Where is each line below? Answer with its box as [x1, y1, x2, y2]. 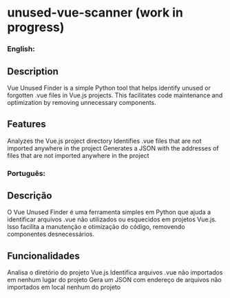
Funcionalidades [7, 250, 81, 261]
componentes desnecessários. [7, 230, 95, 239]
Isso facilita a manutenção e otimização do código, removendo [7, 223, 185, 231]
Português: [7, 168, 46, 178]
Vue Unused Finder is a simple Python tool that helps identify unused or [7, 83, 211, 92]
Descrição [7, 190, 52, 201]
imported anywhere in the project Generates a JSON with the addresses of [7, 143, 219, 152]
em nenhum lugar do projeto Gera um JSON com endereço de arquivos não [7, 276, 222, 284]
